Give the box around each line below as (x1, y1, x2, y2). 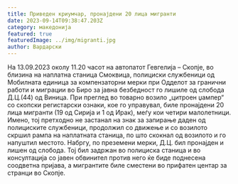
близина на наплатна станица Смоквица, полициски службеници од (7, 70, 215, 79)
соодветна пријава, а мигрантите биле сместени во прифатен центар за (7, 161, 227, 169)
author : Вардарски (7, 43, 62, 50)
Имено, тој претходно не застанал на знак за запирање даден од (7, 116, 206, 124)
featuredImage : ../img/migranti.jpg (7, 37, 116, 44)
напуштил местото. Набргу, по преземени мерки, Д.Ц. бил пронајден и (7, 139, 224, 146)
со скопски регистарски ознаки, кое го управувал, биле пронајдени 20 (7, 101, 225, 109)
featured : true (7, 30, 53, 38)
